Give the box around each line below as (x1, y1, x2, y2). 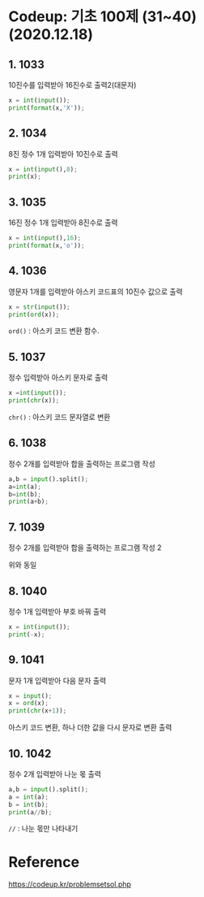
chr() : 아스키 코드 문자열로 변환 (8, 412, 111, 422)
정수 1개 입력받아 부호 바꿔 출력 (8, 606, 107, 616)
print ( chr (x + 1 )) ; (8, 707, 67, 715)
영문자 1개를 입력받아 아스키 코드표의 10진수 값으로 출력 (8, 286, 184, 297)
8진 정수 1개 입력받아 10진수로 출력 (8, 149, 119, 158)
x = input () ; (8, 691, 53, 700)
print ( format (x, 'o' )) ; (8, 241, 85, 249)
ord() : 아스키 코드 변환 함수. (8, 326, 100, 336)
